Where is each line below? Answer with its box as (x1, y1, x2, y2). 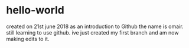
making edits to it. (6, 35, 50, 42)
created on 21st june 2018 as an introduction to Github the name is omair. (6, 23, 184, 30)
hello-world (6, 4, 65, 17)
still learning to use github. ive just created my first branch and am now (6, 29, 179, 36)
